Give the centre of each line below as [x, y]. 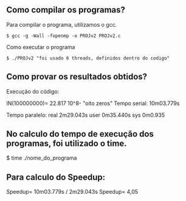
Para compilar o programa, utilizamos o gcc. [62, 24]
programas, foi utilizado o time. [67, 144]
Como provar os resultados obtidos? [77, 77]
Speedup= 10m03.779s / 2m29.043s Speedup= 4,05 [72, 192]
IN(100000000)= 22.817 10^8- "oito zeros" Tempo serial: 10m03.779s [93, 103]
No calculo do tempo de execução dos [80, 134]
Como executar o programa [41, 47]
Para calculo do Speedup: [56, 177]
